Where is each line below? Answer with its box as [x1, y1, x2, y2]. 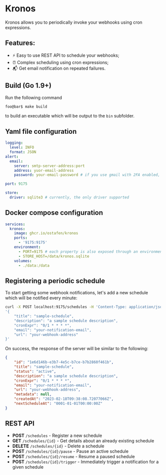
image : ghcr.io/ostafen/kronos [14, 231, 79, 236]
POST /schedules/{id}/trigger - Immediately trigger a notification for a [12, 459, 159, 465]
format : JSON [9, 150, 37, 155]
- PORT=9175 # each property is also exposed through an [18, 249, 138, 254]
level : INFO [9, 145, 35, 150]
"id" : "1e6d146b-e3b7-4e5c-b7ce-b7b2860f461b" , [14, 360, 114, 365]
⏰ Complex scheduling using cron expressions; [12, 59, 109, 65]
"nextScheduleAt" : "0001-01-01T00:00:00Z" [14, 401, 103, 406]
